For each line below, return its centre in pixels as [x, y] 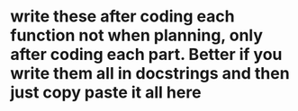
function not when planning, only [137, 35]
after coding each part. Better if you [146, 55]
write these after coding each [122, 17]
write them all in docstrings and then [150, 74]
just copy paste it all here [106, 93]
